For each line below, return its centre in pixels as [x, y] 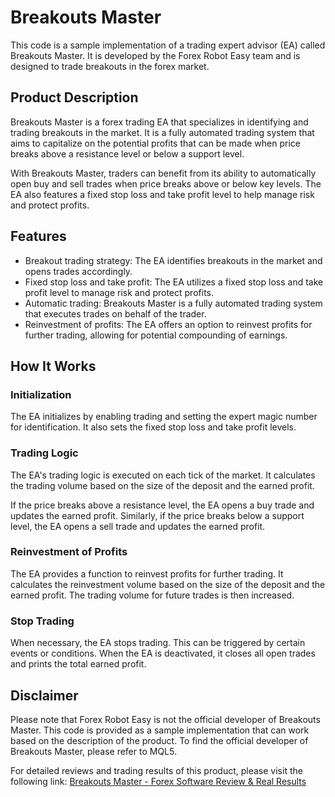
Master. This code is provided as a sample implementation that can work [160, 730]
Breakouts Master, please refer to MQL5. [93, 751]
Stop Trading [42, 621]
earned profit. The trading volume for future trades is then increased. [152, 595]
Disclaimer [44, 695]
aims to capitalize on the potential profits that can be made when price [155, 143]
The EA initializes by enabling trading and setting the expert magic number [164, 417]
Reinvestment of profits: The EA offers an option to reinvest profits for [168, 324]
